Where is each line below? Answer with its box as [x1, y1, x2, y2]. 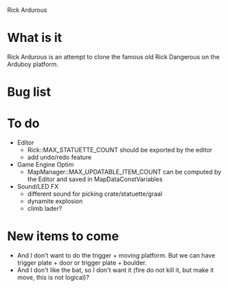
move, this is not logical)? [16, 274, 89, 281]
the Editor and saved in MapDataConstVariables [27, 175, 163, 183]
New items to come [7, 229, 119, 244]
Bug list [7, 84, 52, 100]
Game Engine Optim [16, 161, 74, 169]
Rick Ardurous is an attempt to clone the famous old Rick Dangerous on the [7, 52, 220, 61]
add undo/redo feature [27, 153, 92, 161]
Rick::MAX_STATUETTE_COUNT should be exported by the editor [27, 146, 213, 154]
